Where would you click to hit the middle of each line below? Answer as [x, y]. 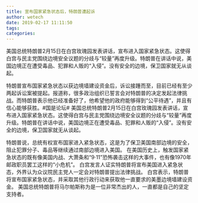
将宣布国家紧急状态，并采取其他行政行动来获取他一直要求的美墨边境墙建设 [97, 179]
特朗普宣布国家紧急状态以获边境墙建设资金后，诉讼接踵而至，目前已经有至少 [99, 86]
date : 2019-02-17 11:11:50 [39, 22]
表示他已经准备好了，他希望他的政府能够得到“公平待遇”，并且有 [114, 100]
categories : [21, 34]
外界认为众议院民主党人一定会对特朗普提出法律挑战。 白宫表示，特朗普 [103, 172]
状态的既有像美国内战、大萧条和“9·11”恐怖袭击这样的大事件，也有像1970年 [101, 158]
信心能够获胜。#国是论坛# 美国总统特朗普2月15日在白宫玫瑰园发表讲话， [95, 108]
